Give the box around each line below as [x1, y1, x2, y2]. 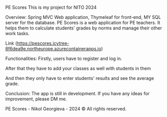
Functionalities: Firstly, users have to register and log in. [5, 55, 122, 62]
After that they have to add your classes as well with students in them [5, 66, 151, 71]
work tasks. [5, 31, 30, 36]
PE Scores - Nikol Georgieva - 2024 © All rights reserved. [5, 106, 127, 111]
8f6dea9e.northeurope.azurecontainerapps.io [5, 46, 102, 51]
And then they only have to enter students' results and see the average [5, 75, 154, 81]
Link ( [5, 40, 17, 46]
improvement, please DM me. [5, 96, 67, 102]
